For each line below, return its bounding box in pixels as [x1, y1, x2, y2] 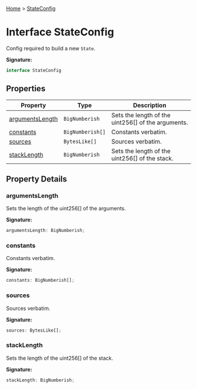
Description [133, 101, 167, 109]
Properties [6, 84, 46, 94]
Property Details [6, 174, 67, 184]
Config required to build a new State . [6, 45, 96, 52]
